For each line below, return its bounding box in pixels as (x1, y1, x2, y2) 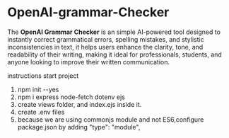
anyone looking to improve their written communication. (7, 57, 170, 66)
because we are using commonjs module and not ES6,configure (17, 115, 204, 124)
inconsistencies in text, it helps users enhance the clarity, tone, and (7, 42, 204, 51)
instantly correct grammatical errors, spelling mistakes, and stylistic (7, 35, 204, 43)
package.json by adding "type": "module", (17, 122, 141, 131)
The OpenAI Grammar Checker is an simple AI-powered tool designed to (7, 28, 221, 36)
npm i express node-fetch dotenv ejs (17, 93, 125, 101)
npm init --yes (17, 85, 59, 93)
